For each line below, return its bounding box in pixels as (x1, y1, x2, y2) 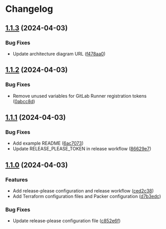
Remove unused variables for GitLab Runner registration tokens (12, 93, 147, 99)
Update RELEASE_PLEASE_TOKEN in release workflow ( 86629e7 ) (12, 146, 152, 152)
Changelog (5, 3, 53, 15)
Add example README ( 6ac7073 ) (12, 140, 84, 147)
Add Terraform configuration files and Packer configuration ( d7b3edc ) (12, 193, 161, 199)
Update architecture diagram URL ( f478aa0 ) (12, 50, 106, 57)
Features (5, 176, 28, 183)
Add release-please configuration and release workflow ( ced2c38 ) (12, 187, 154, 193)
